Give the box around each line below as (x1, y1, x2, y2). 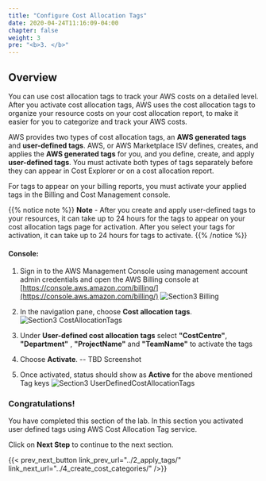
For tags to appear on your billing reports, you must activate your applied (8, 181, 248, 190)
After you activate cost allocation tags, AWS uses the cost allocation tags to (8, 100, 256, 110)
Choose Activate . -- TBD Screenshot (19, 355, 141, 364)
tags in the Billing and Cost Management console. (8, 190, 171, 199)
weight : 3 (8, 33, 41, 42)
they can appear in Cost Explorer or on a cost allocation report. (8, 166, 214, 175)
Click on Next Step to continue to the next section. (8, 440, 174, 449)
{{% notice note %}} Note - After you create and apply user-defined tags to (8, 205, 256, 214)
